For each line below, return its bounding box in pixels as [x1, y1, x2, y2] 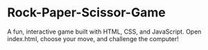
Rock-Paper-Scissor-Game [7, 5, 166, 21]
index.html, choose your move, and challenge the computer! [7, 34, 179, 42]
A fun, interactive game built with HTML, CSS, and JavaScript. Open [7, 27, 202, 36]
